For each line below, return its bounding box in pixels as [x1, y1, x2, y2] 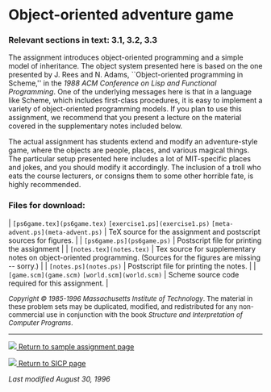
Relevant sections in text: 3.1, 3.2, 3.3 [8, 35, 158, 46]
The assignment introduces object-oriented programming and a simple [8, 52, 244, 62]
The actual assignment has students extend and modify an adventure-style [8, 137, 258, 147]
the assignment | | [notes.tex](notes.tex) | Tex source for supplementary [8, 244, 256, 253]
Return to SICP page [18, 358, 86, 368]
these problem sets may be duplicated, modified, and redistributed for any [8, 302, 238, 311]
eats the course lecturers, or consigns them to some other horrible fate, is [8, 171, 254, 181]
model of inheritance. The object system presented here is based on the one [8, 61, 263, 71]
